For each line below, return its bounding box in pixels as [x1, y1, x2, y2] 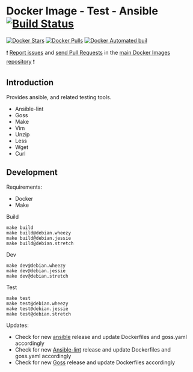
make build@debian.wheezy [6, 230, 71, 236]
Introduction [6, 78, 54, 88]
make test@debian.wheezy [6, 300, 69, 306]
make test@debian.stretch [6, 311, 71, 317]
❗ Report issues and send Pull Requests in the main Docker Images [6, 49, 170, 56]
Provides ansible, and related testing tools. [6, 93, 112, 100]
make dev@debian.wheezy [6, 263, 66, 269]
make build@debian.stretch [6, 240, 74, 246]
